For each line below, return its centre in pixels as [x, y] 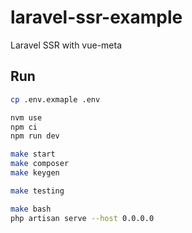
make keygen [35, 173]
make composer [40, 164]
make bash [31, 209]
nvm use [26, 117]
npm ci [24, 127]
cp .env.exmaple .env [55, 99]
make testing [37, 191]
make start [33, 154]
